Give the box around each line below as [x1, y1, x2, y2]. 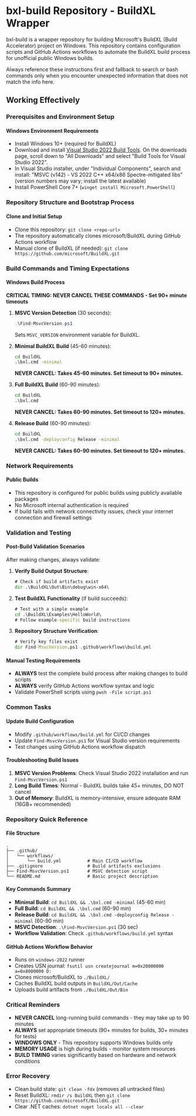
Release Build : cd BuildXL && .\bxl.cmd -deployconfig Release [14, 911, 170, 918]
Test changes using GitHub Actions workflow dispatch [14, 743, 146, 750]
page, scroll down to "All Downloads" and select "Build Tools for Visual [14, 153, 185, 160]
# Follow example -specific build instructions [14, 617, 130, 623]
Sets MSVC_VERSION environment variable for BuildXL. [14, 331, 140, 338]
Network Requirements [6, 461, 74, 470]
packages [14, 495, 39, 502]
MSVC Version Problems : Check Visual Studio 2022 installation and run [14, 769, 188, 776]
